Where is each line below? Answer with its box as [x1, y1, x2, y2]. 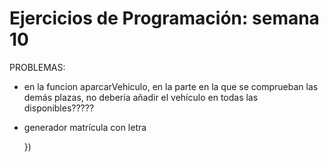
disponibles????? [23, 102, 95, 114]
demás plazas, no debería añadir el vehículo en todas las [23, 91, 259, 103]
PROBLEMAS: [9, 61, 66, 73]
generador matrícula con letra [23, 121, 147, 133]
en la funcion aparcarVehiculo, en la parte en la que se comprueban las [23, 80, 319, 92]
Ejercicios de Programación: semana [9, 7, 320, 30]
